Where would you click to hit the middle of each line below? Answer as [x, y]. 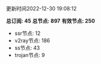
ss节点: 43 [27, 48]
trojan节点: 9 [29, 55]
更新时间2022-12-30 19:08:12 [41, 8]
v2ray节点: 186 [32, 40]
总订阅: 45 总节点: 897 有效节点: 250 [50, 21]
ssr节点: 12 [27, 33]
